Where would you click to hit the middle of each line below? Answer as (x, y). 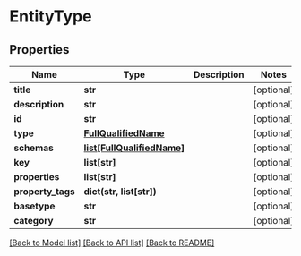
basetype (34, 206)
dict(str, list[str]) (120, 192)
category (34, 221)
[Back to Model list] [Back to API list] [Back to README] (112, 243)
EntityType (51, 17)
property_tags (44, 192)
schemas (34, 148)
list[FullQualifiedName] (134, 148)
